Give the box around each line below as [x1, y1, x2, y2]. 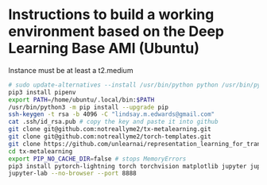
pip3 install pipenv [8, 88, 77, 96]
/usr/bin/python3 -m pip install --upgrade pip [8, 103, 169, 111]
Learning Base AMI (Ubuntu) [8, 40, 200, 57]
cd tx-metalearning [8, 147, 73, 156]
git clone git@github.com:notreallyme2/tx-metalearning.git [8, 125, 212, 133]
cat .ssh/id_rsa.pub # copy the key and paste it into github [8, 118, 219, 126]
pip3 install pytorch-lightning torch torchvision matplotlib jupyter [8, 162, 247, 170]
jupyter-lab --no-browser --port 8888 [8, 169, 137, 178]
